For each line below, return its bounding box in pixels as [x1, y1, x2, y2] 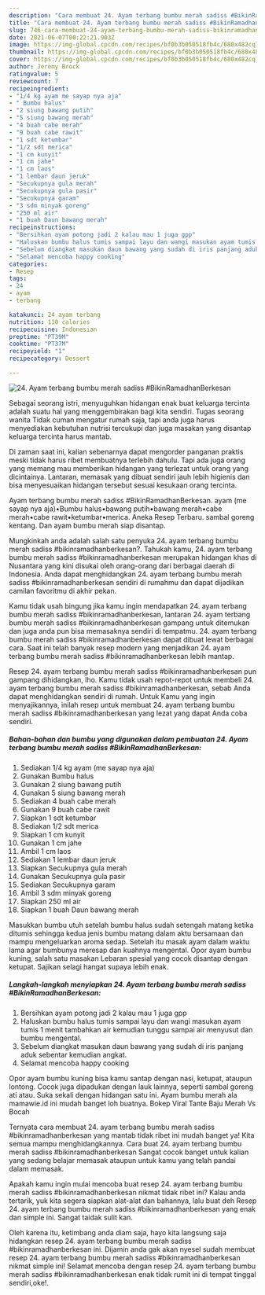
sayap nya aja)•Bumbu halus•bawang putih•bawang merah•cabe [9, 504, 223, 513]
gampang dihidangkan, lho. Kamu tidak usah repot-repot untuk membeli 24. [9, 675, 255, 684]
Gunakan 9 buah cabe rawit [20, 804, 111, 814]
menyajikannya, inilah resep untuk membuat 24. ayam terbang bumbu [9, 700, 235, 709]
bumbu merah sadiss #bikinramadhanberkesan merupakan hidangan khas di [9, 552, 257, 562]
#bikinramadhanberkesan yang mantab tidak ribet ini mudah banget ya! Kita [9, 1130, 255, 1140]
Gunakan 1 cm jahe [20, 838, 82, 848]
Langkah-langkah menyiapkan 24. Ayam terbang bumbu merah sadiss [9, 980, 247, 989]
